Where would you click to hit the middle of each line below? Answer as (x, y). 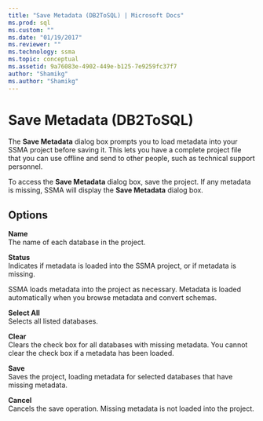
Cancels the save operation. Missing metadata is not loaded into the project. (131, 408)
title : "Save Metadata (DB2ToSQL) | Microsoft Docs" (96, 15)
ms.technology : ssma (42, 52)
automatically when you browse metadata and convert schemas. (113, 298)
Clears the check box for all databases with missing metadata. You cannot (128, 345)
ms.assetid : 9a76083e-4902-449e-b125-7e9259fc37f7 (93, 67)
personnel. (26, 167)
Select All (24, 313)
